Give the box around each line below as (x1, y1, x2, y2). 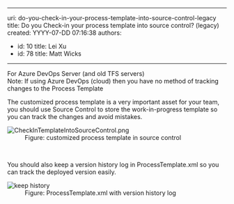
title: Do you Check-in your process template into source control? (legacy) (7, 22, 219, 29)
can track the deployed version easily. (7, 168, 116, 176)
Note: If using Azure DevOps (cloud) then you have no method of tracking (7, 77, 219, 85)
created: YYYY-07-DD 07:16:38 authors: (7, 29, 122, 37)
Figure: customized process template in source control (24, 134, 182, 141)
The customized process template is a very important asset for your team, (7, 98, 219, 106)
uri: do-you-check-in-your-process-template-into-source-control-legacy (7, 14, 217, 22)
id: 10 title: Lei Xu (17, 42, 67, 50)
